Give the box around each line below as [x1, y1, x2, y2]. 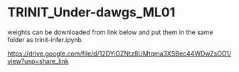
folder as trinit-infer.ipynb [7, 35, 82, 43]
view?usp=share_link [7, 56, 69, 65]
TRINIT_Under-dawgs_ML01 [7, 4, 176, 21]
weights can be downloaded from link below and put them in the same [7, 28, 213, 36]
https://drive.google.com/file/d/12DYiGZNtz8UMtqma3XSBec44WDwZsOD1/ [7, 49, 232, 58]
